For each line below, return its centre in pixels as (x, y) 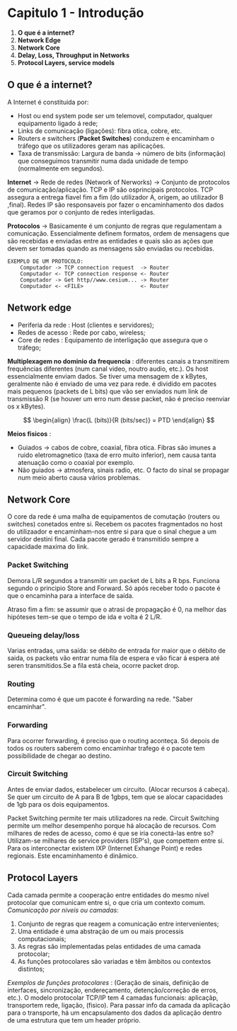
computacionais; (42, 938)
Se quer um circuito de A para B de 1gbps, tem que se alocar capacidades (115, 797)
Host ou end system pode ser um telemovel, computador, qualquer (115, 115)
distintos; (31, 969)
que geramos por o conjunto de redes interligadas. (81, 212)
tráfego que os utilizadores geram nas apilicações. (91, 146)
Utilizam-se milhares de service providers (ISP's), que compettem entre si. (116, 841)
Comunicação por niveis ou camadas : (63, 910)
